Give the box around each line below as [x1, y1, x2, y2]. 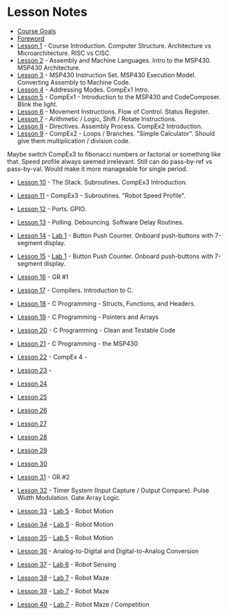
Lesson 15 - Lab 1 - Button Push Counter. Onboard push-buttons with [17, 252, 214, 260]
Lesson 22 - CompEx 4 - [17, 353, 87, 361]
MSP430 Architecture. [17, 63, 81, 72]
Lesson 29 [17, 446, 48, 455]
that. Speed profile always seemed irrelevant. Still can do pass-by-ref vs [7, 157, 212, 165]
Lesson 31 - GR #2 [17, 472, 70, 481]
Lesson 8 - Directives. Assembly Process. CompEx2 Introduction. [17, 122, 203, 130]
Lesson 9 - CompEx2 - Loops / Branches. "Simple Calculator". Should [17, 129, 216, 138]
